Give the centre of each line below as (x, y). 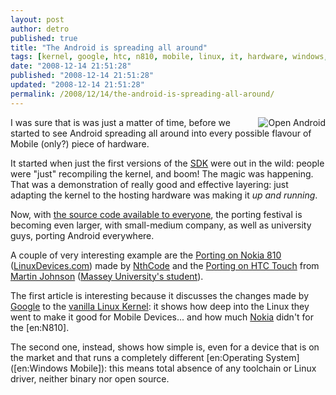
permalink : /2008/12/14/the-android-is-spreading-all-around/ (142, 94)
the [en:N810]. (40, 327)
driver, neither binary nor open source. (90, 378)
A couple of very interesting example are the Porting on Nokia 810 (146, 255)
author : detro (40, 29)
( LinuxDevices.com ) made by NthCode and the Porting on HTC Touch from (165, 265)
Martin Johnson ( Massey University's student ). (107, 276)
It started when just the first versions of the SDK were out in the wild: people (167, 163)
